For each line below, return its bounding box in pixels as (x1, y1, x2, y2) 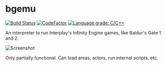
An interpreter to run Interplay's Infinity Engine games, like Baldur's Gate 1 (5, 29, 161, 36)
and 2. (5, 35, 19, 41)
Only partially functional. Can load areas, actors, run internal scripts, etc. (5, 54, 158, 61)
